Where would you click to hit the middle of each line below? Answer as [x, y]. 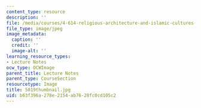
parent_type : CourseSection [41, 79]
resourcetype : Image [32, 85]
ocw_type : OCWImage [31, 67]
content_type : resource [36, 12]
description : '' [26, 17]
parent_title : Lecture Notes [42, 73]
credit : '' [25, 46]
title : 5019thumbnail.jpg [38, 90]
